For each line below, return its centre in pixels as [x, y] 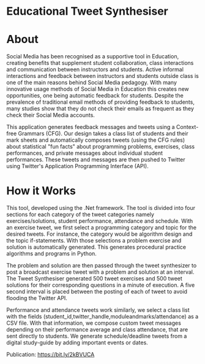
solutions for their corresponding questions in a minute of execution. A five [101, 285]
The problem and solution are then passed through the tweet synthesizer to [102, 266]
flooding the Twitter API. [37, 298]
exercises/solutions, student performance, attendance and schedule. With [100, 221]
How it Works [41, 191]
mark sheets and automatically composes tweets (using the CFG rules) [96, 140]
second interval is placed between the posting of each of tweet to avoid [97, 292]
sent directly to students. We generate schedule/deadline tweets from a [97, 336]
